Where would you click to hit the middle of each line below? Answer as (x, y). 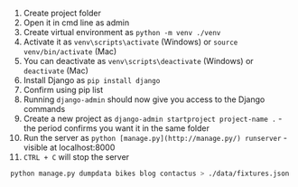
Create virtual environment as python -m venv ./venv (122, 32)
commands (44, 109)
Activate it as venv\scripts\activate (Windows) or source (130, 42)
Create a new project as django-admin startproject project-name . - (153, 118)
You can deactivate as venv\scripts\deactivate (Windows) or (138, 61)
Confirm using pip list (63, 90)
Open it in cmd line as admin (76, 23)
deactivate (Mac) (56, 70)
